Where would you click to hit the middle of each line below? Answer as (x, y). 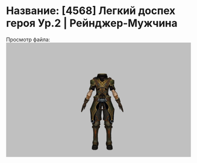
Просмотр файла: (28, 39)
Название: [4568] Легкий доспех (91, 11)
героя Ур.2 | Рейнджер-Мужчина (92, 23)
